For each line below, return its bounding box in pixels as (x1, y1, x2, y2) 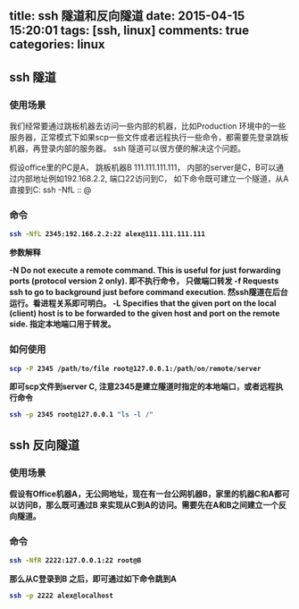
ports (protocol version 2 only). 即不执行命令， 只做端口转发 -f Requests (9, 275, 279, 286)
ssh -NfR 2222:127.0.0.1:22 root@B (9, 556, 142, 565)
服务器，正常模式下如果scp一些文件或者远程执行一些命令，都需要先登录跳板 (9, 132, 288, 143)
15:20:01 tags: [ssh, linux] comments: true (9, 23, 250, 38)
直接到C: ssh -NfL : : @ (9, 184, 92, 195)
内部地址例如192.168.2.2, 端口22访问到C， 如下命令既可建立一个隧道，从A (16, 173, 289, 184)
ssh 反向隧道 (9, 437, 80, 453)
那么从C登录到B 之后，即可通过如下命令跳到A (9, 573, 177, 584)
